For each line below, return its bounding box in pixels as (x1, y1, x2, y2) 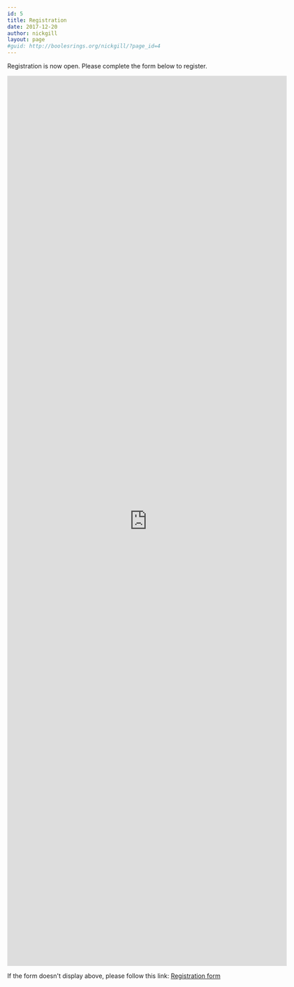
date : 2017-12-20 (7, 23, 58, 30)
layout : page (7, 36, 45, 43)
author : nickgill (7, 29, 58, 37)
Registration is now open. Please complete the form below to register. (7, 62, 207, 70)
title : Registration (7, 17, 68, 24)
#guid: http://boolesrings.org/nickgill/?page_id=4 (7, 43, 161, 50)
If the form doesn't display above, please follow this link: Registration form (7, 972, 221, 980)
